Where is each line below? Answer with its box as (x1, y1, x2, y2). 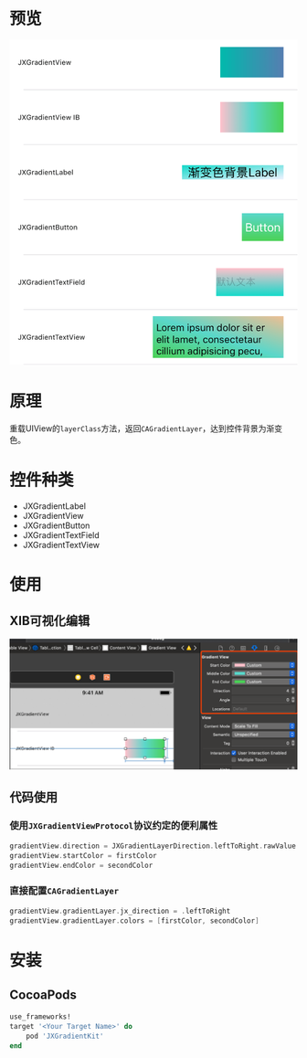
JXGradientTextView (22, 539, 101, 550)
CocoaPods (9, 987, 78, 1002)
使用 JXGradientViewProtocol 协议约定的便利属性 (9, 819, 218, 831)
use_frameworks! (9, 1012, 71, 1021)
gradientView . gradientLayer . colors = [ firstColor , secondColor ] (9, 916, 259, 926)
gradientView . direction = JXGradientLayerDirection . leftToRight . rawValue (9, 841, 297, 851)
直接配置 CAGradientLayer (9, 883, 120, 896)
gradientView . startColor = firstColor (9, 852, 157, 861)
